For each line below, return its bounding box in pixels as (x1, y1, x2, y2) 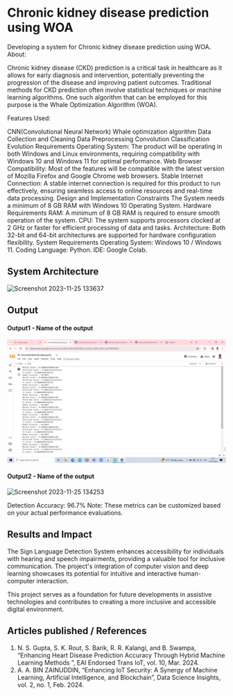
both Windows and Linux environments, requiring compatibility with (7, 149, 200, 158)
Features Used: (7, 113, 51, 122)
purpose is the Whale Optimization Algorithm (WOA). (7, 100, 158, 108)
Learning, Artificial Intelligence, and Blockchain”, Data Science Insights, (17, 673, 221, 681)
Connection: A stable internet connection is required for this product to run (7, 179, 221, 187)
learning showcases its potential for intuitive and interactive (7, 569, 178, 578)
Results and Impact (7, 528, 92, 540)
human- (178, 569, 201, 578)
